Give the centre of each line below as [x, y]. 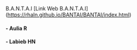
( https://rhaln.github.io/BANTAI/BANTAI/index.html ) [68, 15]
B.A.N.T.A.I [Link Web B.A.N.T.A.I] [47, 9]
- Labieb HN [21, 42]
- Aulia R [16, 28]
